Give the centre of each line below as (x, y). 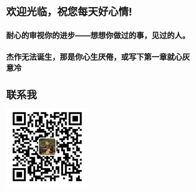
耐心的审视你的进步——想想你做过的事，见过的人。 (98, 35)
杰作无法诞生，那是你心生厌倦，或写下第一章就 (90, 57)
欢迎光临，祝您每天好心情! (69, 12)
